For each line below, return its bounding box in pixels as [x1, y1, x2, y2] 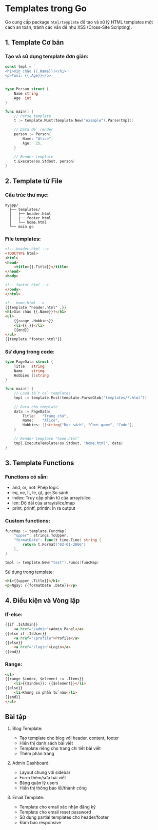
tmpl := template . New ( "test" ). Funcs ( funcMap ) [5, 560, 99, 565]
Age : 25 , [22, 141, 42, 145]
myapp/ [5, 203, 19, 207]
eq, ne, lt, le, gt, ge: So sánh [12, 490, 69, 496]
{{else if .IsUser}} [5, 631, 47, 636]
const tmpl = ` [5, 64, 36, 69]
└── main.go [9, 224, 34, 229]
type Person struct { [5, 86, 49, 92]
